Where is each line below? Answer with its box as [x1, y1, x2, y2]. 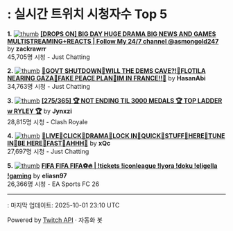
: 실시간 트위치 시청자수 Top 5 [7, 6, 168, 22]
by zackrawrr [7, 44, 46, 53]
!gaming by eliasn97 [7, 171, 67, 180]
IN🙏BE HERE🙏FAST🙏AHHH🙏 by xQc [7, 139, 111, 147]
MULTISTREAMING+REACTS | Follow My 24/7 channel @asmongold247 [7, 37, 219, 45]
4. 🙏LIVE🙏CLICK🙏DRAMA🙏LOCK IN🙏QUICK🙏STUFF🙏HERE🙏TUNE [7, 131, 225, 139]
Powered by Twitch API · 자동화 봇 [7, 216, 103, 224]
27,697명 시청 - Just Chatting [7, 147, 89, 155]
